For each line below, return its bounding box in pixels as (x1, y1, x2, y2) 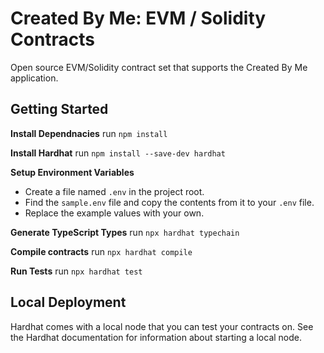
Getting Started (10, 101, 109, 118)
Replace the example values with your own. (24, 207, 205, 219)
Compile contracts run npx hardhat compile (10, 245, 193, 257)
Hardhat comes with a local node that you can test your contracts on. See (10, 320, 314, 332)
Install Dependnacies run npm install (10, 127, 168, 139)
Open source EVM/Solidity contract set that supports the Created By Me (10, 61, 308, 73)
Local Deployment (10, 294, 127, 311)
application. (10, 72, 59, 84)
